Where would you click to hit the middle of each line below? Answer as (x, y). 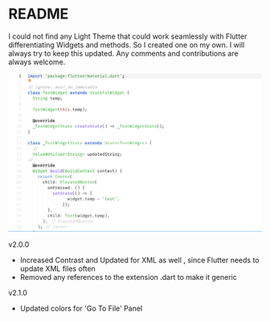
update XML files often (58, 269)
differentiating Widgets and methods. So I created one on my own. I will (127, 44)
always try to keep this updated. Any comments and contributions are (123, 53)
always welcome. (37, 62)
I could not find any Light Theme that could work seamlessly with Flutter (128, 36)
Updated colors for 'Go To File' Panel (81, 309)
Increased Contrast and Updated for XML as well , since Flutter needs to (139, 260)
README (39, 14)
